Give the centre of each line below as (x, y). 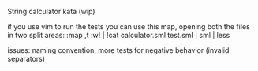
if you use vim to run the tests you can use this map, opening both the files (129, 26)
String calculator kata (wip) (51, 11)
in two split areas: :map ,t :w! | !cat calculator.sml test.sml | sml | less (119, 35)
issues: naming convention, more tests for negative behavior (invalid (118, 50)
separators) (26, 59)
